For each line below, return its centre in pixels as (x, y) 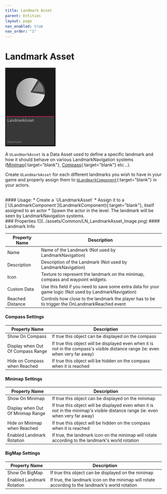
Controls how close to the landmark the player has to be (98, 299)
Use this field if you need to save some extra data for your (100, 286)
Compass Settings (25, 317)
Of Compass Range (27, 351)
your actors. (17, 185)
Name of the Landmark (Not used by (78, 250)
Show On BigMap (25, 473)
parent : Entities (23, 16)
